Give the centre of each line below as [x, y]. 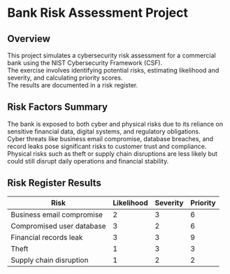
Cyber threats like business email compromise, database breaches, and [110, 138]
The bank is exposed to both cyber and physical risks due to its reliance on [115, 124]
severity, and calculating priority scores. [65, 78]
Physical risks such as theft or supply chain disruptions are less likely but [113, 153]
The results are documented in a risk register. [73, 85]
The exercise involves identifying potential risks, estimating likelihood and [113, 70]
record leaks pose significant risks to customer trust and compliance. [107, 146]
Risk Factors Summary [58, 107]
